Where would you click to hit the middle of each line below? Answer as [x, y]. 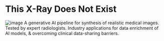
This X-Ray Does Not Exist [61, 9]
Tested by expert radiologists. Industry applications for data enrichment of [82, 28]
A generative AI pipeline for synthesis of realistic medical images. [92, 23]
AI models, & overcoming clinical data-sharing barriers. [62, 33]
